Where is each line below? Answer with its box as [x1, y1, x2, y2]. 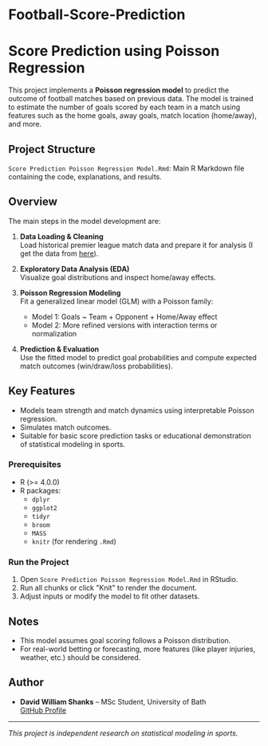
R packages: [19, 485, 61, 495]
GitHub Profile [19, 705, 66, 715]
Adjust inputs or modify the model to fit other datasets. [19, 591, 200, 601]
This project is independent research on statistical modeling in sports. [8, 728, 238, 738]
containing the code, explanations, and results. [8, 171, 162, 181]
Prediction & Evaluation [19, 344, 100, 354]
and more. [8, 120, 42, 129]
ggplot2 [31, 504, 57, 512]
